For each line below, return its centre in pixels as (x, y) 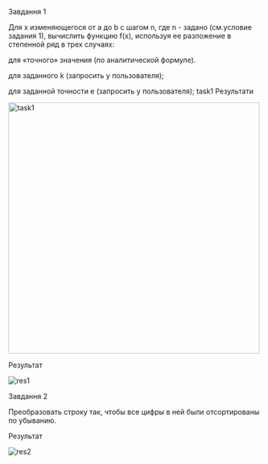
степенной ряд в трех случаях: (62, 44)
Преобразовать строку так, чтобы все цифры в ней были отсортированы (134, 412)
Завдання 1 (27, 12)
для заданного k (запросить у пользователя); (87, 75)
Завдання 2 (28, 396)
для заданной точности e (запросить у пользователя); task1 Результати (131, 91)
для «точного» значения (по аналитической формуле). (102, 60)
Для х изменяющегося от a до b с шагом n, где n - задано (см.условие (130, 27)
